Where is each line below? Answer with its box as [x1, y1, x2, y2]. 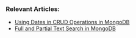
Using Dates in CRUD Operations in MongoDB [14, 19, 130, 26]
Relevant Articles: [5, 5, 60, 13]
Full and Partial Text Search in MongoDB [14, 25, 116, 32]
